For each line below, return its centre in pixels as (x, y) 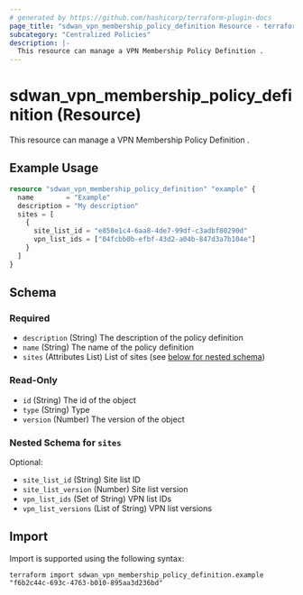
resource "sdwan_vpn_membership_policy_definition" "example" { (133, 189)
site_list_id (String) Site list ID (82, 480)
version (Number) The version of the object (103, 419)
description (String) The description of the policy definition (133, 338)
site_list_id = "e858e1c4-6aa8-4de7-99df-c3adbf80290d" (140, 231)
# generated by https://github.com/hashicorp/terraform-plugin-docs (141, 18)
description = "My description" (78, 206)
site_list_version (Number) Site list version (105, 489)
